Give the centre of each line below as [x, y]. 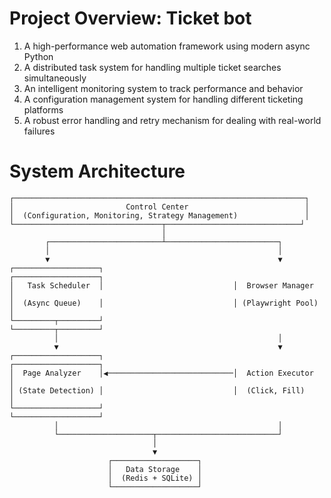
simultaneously [55, 78]
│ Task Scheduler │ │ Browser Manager [161, 285]
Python [38, 56]
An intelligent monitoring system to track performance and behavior [163, 88]
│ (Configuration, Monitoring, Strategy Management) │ [159, 215]
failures [39, 131]
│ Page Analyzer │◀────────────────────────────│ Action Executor [161, 373]
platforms [43, 109]
